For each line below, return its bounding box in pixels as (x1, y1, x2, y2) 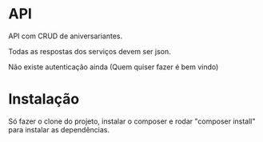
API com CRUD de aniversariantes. (8, 31, 123, 41)
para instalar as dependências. (8, 124, 110, 134)
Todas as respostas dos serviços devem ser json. (8, 46, 172, 56)
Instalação (8, 90, 80, 108)
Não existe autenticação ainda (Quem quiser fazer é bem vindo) (8, 61, 219, 72)
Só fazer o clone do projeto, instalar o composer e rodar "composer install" (8, 116, 256, 126)
